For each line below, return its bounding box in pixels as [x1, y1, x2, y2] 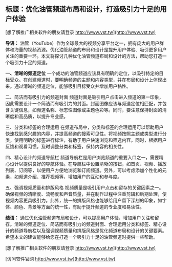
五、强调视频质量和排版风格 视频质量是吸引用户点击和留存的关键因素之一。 [5, 184, 164, 190]
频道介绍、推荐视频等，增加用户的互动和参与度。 [18, 174, 122, 180]
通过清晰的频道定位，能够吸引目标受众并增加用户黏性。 [14, 83, 131, 89]
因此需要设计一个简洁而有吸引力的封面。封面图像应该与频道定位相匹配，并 [5, 100, 162, 106]
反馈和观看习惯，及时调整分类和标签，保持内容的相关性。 [5, 143, 126, 149]
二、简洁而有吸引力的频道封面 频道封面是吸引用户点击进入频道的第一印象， [5, 94, 164, 100]
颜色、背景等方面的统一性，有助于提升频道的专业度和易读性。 [14, 203, 144, 209]
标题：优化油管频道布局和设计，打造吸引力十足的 [5, 5, 160, 14]
